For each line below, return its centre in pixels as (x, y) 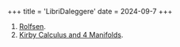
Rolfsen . (33, 26)
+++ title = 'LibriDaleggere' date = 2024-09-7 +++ (90, 11)
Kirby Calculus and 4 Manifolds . (71, 35)
